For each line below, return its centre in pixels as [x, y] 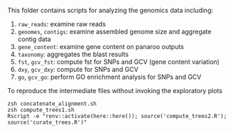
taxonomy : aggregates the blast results [73, 54]
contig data [34, 39]
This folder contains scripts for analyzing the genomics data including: [110, 10]
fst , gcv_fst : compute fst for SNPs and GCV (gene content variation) [119, 62]
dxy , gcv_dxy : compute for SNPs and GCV [78, 69]
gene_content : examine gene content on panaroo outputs [101, 47]
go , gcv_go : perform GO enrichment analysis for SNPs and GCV [109, 77]
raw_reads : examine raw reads [62, 24]
